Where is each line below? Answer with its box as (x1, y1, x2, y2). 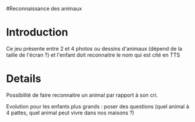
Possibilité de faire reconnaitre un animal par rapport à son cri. (6, 91, 158, 98)
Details (6, 72, 41, 85)
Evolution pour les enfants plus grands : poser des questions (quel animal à (6, 103, 189, 110)
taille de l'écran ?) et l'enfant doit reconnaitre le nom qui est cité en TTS (6, 51, 180, 58)
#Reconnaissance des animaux (6, 5, 82, 12)
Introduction (6, 26, 69, 39)
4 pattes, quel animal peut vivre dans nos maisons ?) (6, 109, 135, 116)
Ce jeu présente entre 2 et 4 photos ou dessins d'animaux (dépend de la (6, 45, 183, 52)
